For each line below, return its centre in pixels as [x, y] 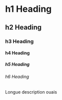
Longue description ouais [31, 92]
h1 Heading [29, 9]
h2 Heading [24, 27]
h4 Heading [17, 53]
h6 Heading [17, 77]
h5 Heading [17, 64]
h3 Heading [19, 41]
